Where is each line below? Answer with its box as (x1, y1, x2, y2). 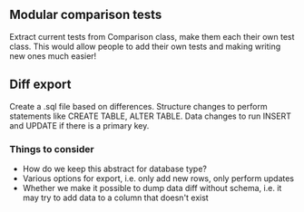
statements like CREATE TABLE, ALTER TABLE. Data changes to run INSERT (9, 111, 292, 121)
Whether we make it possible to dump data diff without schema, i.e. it (22, 182, 282, 193)
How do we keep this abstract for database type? (22, 163, 207, 174)
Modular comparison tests (9, 7, 162, 23)
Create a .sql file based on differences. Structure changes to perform (9, 101, 268, 111)
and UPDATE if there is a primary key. (9, 120, 150, 130)
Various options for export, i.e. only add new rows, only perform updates (22, 172, 295, 184)
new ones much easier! (9, 50, 97, 62)
